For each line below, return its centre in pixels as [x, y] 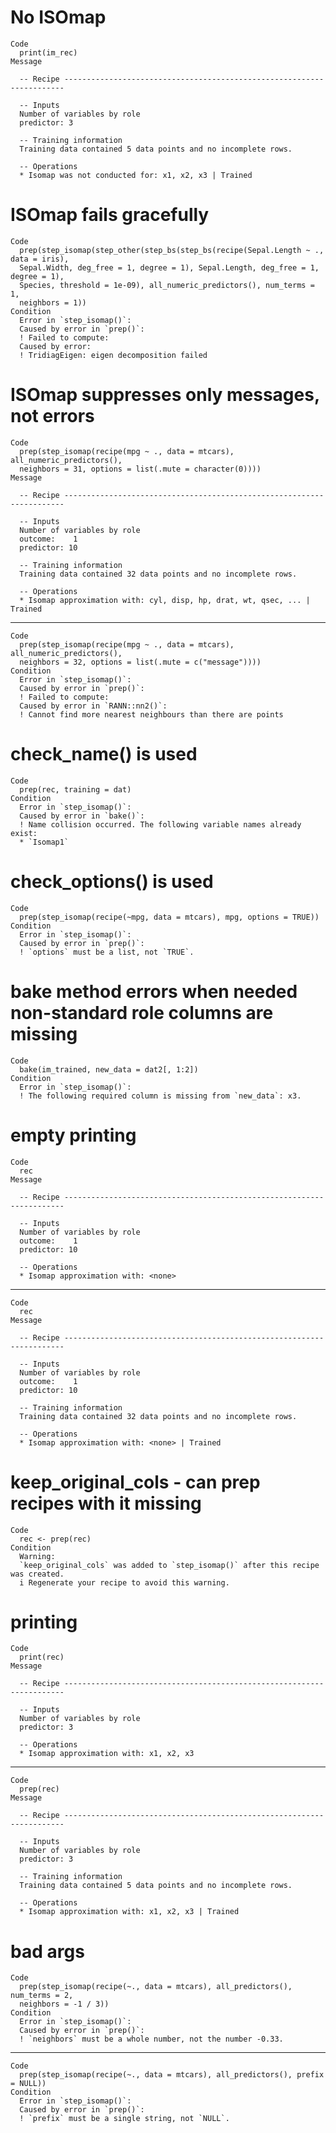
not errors [52, 416]
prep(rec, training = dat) [75, 789]
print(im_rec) [48, 52]
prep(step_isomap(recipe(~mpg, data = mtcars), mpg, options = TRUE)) [169, 917]
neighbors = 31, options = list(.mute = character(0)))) [140, 469]
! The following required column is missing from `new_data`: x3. [160, 1096]
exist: [24, 833]
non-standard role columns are [142, 1012]
